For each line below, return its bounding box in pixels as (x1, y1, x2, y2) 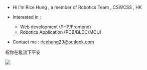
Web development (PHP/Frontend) (20, 24, 91, 30)
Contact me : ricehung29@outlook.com (12, 39, 94, 45)
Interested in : (12, 14, 41, 20)
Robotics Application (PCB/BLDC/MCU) (20, 29, 102, 35)
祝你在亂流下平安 (5, 49, 41, 55)
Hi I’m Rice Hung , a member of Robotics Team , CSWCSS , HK (12, 5, 142, 10)
